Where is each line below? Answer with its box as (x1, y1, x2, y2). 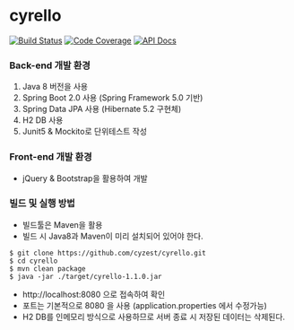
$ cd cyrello (9, 256, 58, 265)
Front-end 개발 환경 (9, 151, 92, 163)
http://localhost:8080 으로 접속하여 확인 (22, 289, 166, 300)
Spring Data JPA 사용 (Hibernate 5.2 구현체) (22, 104, 182, 115)
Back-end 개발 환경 (9, 59, 91, 72)
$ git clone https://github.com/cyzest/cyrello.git (9, 248, 206, 257)
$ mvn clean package (9, 264, 87, 274)
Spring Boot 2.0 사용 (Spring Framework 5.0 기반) (22, 92, 203, 103)
